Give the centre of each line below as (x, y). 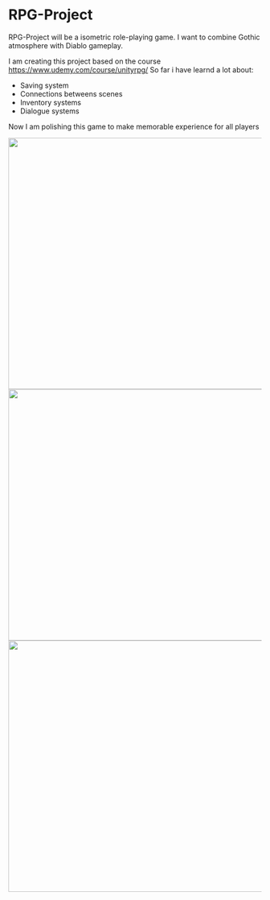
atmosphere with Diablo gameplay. (65, 45)
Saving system (45, 85)
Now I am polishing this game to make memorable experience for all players (134, 126)
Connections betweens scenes (71, 93)
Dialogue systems (49, 111)
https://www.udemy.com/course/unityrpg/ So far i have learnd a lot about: (131, 69)
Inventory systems (51, 102)
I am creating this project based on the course (85, 61)
